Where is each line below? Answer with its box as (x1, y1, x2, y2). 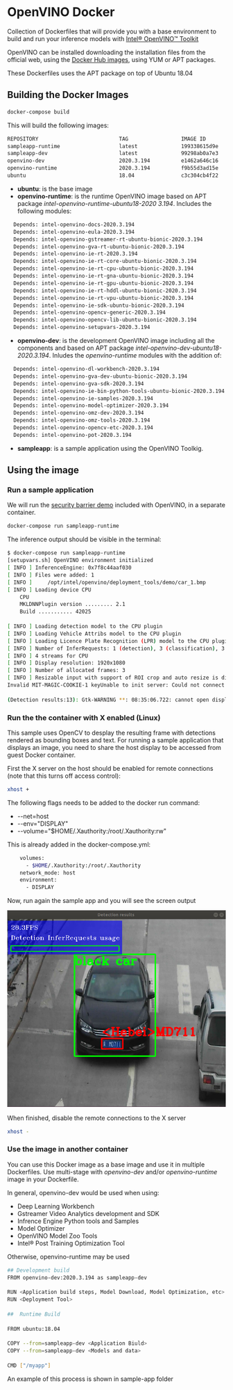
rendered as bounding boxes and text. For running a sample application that (7, 735, 224, 744)
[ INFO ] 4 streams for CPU (7, 652, 89, 660)
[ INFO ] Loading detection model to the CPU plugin (7, 623, 163, 630)
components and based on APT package (17, 344, 135, 352)
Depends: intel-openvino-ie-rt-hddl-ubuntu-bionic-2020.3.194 (13, 287, 197, 294)
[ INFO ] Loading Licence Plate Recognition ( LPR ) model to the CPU (7, 637, 209, 644)
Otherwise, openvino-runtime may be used (7, 1252, 130, 1261)
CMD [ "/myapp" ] (7, 1362, 51, 1369)
